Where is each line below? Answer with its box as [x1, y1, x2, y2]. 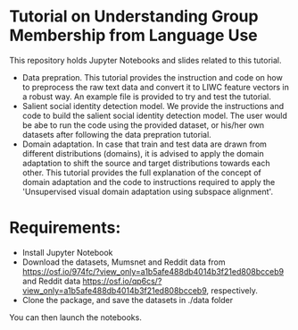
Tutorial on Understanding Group [9, 6, 259, 27]
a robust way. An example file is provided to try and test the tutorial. [21, 91, 272, 102]
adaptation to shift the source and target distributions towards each [21, 157, 270, 168]
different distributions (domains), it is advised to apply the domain [21, 148, 265, 158]
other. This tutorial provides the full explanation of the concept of [21, 167, 261, 178]
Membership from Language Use [9, 25, 259, 46]
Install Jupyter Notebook [21, 247, 113, 258]
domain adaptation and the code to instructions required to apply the [21, 176, 276, 187]
